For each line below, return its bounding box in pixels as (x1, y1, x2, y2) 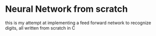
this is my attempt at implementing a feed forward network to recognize (5, 20, 152, 26)
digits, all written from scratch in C (5, 25, 75, 31)
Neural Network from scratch (5, 3, 128, 15)
